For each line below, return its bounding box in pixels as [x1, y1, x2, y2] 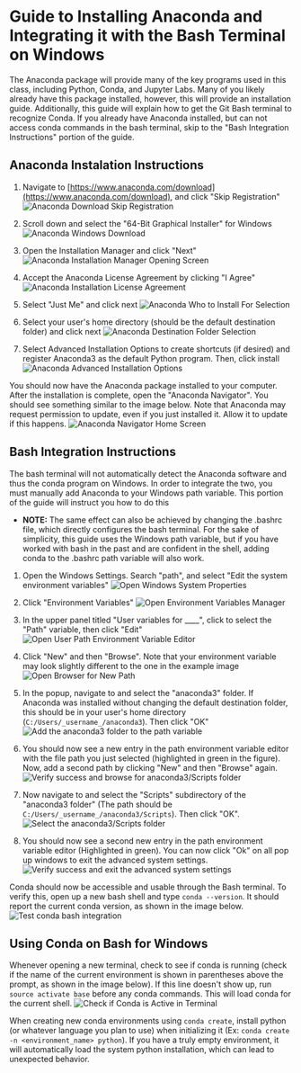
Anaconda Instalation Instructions [9, 157, 205, 173]
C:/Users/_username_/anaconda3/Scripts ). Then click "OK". [22, 808, 240, 819]
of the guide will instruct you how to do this [9, 496, 169, 507]
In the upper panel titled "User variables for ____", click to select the [22, 614, 272, 625]
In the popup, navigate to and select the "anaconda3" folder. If [22, 687, 254, 698]
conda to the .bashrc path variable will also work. [22, 552, 205, 563]
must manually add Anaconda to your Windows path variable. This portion [9, 487, 284, 498]
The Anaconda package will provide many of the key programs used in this [9, 74, 287, 85]
